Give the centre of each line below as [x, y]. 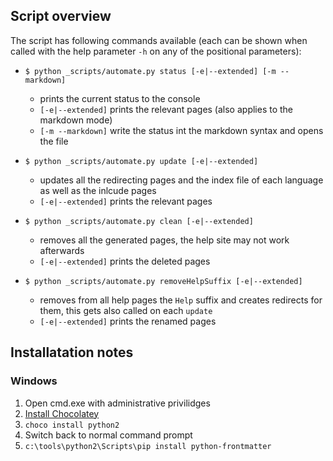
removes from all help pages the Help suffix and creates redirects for [181, 300]
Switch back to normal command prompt [108, 435]
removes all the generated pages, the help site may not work [164, 240]
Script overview [61, 16]
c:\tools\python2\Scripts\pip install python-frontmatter [148, 446]
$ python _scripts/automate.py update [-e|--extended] [141, 161]
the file [54, 141]
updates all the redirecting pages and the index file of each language [181, 180]
